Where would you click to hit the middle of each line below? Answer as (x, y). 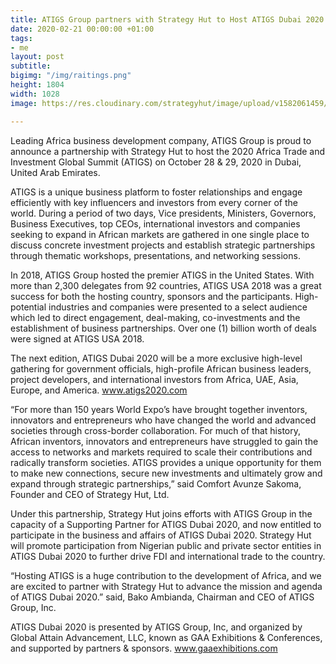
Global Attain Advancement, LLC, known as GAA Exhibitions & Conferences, (166, 637)
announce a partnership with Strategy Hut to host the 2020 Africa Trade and (168, 151)
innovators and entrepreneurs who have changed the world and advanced (163, 420)
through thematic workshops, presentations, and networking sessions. (155, 255)
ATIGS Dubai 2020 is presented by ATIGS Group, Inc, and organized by (156, 627)
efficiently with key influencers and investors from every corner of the (154, 202)
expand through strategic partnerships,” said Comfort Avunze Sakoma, (156, 483)
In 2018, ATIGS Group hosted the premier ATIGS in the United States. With (162, 275)
